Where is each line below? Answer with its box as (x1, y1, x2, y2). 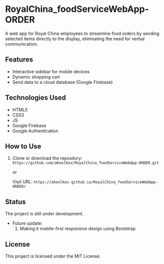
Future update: (12, 220, 43, 226)
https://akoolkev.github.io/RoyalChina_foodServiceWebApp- (33, 180, 158, 185)
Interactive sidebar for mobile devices (12, 68, 90, 74)
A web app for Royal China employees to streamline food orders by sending (5, 30, 160, 36)
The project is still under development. (5, 211, 84, 217)
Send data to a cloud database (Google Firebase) (12, 79, 113, 85)
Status (5, 198, 26, 206)
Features (5, 56, 33, 64)
